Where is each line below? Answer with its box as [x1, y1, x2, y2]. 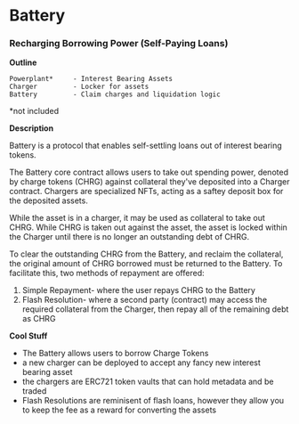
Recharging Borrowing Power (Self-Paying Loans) [9, 37, 229, 50]
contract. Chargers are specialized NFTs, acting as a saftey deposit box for [9, 186, 284, 197]
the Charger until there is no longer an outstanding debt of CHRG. [9, 232, 250, 242]
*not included [9, 106, 60, 117]
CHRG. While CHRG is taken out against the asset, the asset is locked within [9, 222, 287, 232]
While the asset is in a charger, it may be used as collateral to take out [9, 213, 265, 224]
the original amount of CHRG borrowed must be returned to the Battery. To [9, 258, 283, 269]
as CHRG [21, 314, 56, 324]
